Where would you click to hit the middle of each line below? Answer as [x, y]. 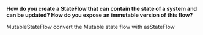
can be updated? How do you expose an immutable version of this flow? [100, 15]
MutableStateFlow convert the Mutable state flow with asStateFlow [91, 27]
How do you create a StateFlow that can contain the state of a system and [102, 9]
